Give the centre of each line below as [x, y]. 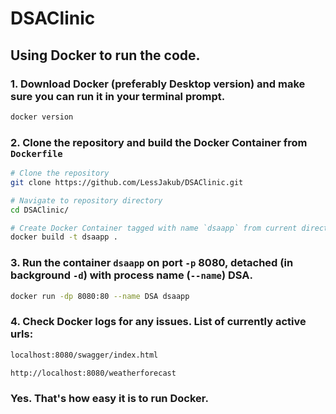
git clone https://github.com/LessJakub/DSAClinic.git [127, 182]
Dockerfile [36, 153]
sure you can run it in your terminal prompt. [118, 96]
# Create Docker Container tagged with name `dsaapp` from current [154, 228]
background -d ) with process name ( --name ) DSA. [131, 275]
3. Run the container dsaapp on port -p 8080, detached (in [152, 263]
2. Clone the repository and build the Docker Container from [159, 142]
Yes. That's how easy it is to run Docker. [109, 399]
